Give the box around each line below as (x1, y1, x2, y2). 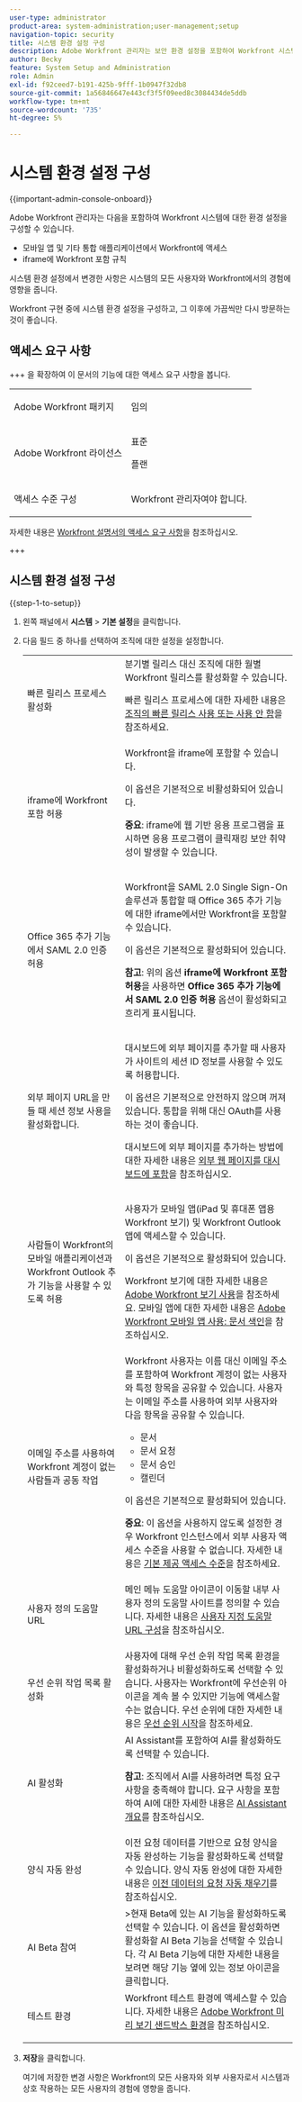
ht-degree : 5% (9, 113, 63, 122)
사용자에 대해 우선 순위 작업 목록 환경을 (124, 1649, 280, 1662)
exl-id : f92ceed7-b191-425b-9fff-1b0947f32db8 (9, 80, 187, 89)
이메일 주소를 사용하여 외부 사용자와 (135, 1395, 279, 1408)
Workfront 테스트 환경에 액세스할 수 (124, 1991, 269, 2004)
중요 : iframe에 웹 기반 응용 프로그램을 (124, 819, 274, 831)
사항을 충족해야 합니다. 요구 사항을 (124, 1783, 262, 1796)
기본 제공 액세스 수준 (143, 1557, 226, 1570)
